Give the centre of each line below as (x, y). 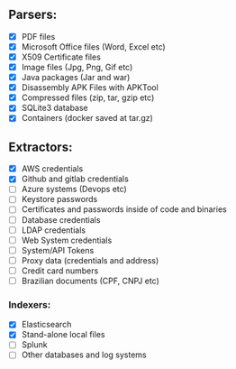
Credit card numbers (60, 271)
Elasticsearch (46, 325)
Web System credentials (67, 240)
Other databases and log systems (84, 355)
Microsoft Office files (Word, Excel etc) (93, 46)
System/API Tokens (58, 250)
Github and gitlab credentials (75, 179)
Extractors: (41, 147)
